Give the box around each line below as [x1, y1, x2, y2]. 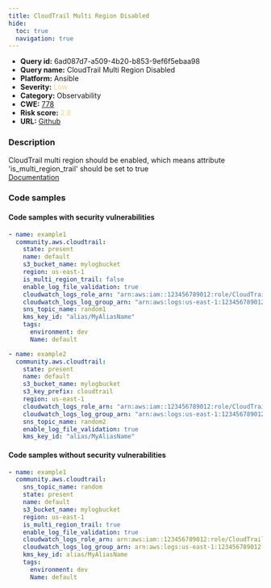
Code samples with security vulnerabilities [8, 212, 155, 222]
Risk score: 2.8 [19, 108, 71, 118]
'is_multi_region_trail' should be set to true [8, 163, 149, 174]
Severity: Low [19, 82, 69, 92]
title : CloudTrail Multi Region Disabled [8, 11, 150, 20]
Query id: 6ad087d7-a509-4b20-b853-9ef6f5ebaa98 [19, 57, 200, 66]
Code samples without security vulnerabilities [8, 450, 167, 460]
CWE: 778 [19, 99, 55, 109]
